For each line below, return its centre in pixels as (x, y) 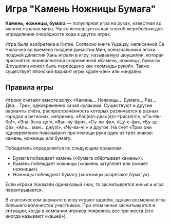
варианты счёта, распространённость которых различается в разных (82, 110)
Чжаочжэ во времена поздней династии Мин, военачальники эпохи (80, 49)
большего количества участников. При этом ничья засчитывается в (80, 205)
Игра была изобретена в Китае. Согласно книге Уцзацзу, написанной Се (85, 44)
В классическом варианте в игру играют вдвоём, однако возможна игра (85, 200)
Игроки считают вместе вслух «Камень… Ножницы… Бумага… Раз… (81, 100)
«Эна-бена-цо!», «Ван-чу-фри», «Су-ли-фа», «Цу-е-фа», (79, 122)
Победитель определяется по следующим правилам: (64, 148)
